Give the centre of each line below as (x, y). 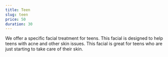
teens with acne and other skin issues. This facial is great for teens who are (84, 44)
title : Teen (18, 10)
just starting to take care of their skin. (44, 49)
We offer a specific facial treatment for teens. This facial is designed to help (84, 38)
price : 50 (16, 19)
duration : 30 (19, 24)
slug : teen (17, 15)
